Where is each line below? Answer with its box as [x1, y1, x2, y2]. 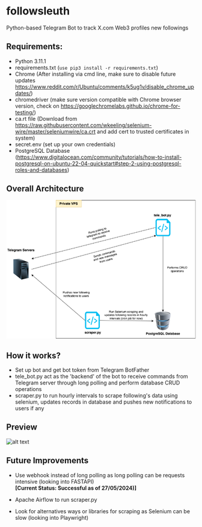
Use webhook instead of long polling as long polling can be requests [14, 471, 185, 479]
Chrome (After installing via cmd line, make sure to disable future [14, 70, 176, 78]
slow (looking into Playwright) [14, 514, 89, 521]
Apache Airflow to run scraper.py [14, 496, 97, 503]
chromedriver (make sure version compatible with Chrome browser [14, 96, 182, 103]
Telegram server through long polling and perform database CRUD [14, 379, 180, 386]
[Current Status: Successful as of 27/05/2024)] [14, 484, 137, 492]
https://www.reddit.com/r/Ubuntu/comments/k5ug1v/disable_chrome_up [14, 83, 194, 90]
